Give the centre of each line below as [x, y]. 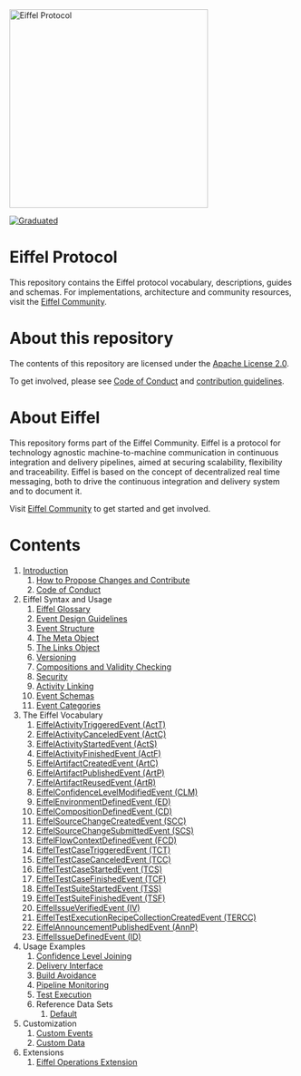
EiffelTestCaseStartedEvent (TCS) [99, 869]
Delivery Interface [69, 965]
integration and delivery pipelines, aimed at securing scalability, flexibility [146, 462]
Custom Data [61, 1042]
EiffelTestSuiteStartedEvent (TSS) [99, 888]
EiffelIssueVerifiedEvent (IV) [88, 907]
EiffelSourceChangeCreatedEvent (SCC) [111, 821]
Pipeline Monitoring [73, 984]
